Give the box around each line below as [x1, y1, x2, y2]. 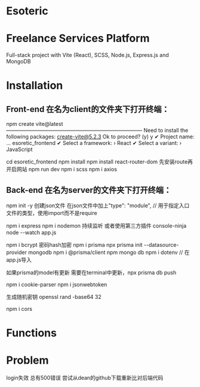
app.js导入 [6, 256, 32, 263]
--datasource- [143, 241, 179, 248]
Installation [6, 79, 63, 92]
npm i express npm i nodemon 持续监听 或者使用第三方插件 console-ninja [6, 222, 187, 229]
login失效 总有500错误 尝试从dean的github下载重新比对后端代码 [6, 374, 164, 382]
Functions [6, 326, 57, 340]
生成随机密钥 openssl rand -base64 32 [6, 293, 101, 300]
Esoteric [6, 4, 49, 18]
